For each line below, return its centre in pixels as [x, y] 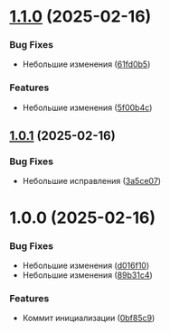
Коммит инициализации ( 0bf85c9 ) [89, 318]
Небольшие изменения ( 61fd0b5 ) [86, 64]
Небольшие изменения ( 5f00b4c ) [87, 107]
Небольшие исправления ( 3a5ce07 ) [91, 181]
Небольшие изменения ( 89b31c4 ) [88, 275]
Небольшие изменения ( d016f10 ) [86, 265]
